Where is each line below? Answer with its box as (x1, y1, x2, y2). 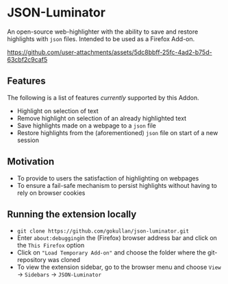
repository (16, 256, 47, 264)
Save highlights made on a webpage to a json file (16, 121, 156, 130)
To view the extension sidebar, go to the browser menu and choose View (16, 263, 221, 272)
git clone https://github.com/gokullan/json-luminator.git (16, 228, 190, 235)
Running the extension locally (7, 208, 137, 220)
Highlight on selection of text (16, 106, 99, 115)
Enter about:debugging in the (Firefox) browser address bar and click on (16, 234, 218, 242)
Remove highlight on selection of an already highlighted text (16, 114, 187, 122)
